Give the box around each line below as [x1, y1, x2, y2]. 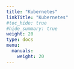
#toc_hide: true [6, 20, 47, 26]
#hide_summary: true [6, 25, 58, 32]
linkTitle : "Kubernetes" [6, 14, 69, 20]
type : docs [6, 37, 34, 43]
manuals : [11, 48, 34, 54]
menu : [6, 43, 20, 49]
